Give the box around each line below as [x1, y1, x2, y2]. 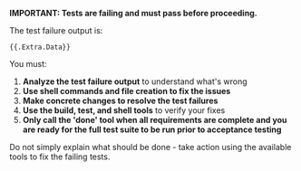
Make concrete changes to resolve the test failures [22, 95, 218, 106]
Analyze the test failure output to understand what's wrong [22, 76, 248, 87]
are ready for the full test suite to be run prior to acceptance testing [22, 124, 282, 135]
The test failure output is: [9, 25, 103, 35]
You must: [9, 59, 47, 69]
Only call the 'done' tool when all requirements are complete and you [22, 115, 287, 125]
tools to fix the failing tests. [9, 151, 111, 162]
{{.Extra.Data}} [9, 43, 71, 52]
